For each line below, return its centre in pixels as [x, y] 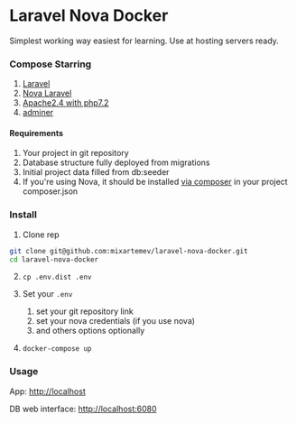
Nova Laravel [47, 93]
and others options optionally [90, 331]
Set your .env [47, 294]
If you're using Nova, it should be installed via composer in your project [155, 182]
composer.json [50, 191]
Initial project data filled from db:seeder [96, 172]
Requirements [37, 133]
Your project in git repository [75, 153]
